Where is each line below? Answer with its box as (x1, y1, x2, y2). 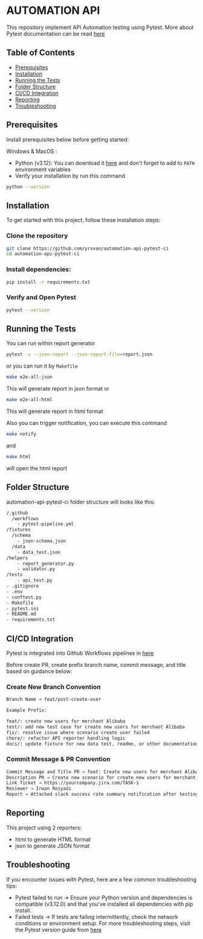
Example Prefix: (6, 707, 47, 713)
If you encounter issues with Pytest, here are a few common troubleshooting (6, 876, 197, 883)
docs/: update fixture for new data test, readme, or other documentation (6, 741, 199, 747)
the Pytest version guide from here (14, 926, 102, 933)
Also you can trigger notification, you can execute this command (6, 420, 167, 427)
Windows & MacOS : (6, 148, 57, 155)
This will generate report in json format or (6, 385, 110, 392)
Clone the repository (6, 232, 68, 240)
